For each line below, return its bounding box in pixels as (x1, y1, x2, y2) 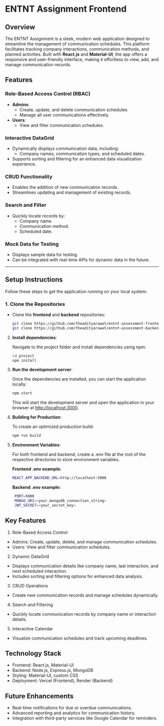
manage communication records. (5, 62, 72, 67)
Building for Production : (12, 414, 62, 420)
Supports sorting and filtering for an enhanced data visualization (12, 156, 142, 161)
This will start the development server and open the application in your (12, 400, 155, 405)
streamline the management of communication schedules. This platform (5, 41, 150, 47)
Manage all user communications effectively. (19, 112, 110, 118)
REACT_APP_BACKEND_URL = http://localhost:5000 (12, 476, 106, 481)
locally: (12, 382, 27, 387)
